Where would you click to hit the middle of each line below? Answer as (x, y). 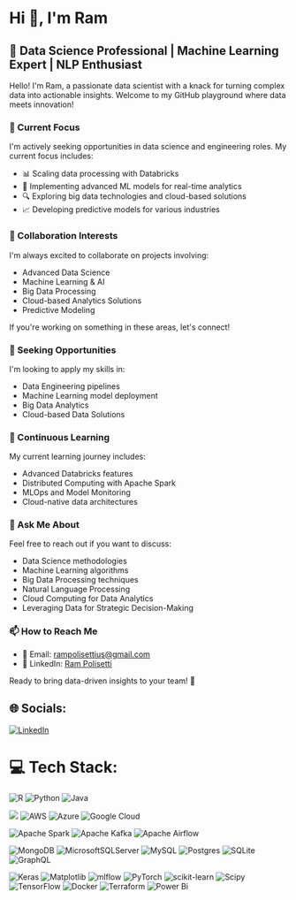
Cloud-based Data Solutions (73, 414)
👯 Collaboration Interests (64, 236)
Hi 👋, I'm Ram (59, 18)
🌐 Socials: (38, 709)
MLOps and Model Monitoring (76, 492)
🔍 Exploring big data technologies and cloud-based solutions (134, 196)
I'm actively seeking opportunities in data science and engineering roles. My (148, 147)
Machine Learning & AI (63, 281)
